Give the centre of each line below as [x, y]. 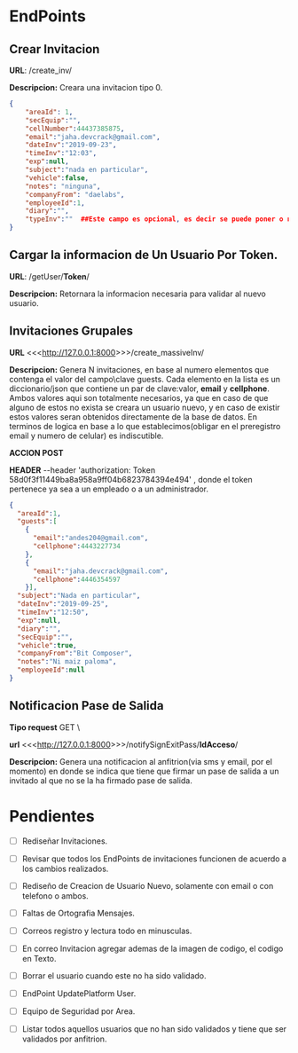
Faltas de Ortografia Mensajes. [78, 913]
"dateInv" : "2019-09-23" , [71, 145]
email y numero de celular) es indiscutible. [86, 436]
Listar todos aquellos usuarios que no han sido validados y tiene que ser [154, 1029]
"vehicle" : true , [47, 645]
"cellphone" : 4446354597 [77, 579]
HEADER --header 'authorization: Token [82, 470]
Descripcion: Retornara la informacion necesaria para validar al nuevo [137, 294]
